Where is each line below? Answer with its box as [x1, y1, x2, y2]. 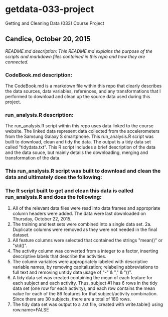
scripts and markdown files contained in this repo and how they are [5, 53, 145, 59]
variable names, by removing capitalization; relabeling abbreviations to [12, 264, 159, 270]
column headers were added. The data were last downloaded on [12, 210, 146, 216]
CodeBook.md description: [5, 71, 73, 78]
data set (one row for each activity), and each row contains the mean [12, 285, 155, 291]
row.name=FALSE [12, 306, 49, 312]
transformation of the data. [5, 155, 61, 161]
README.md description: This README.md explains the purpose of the [5, 48, 153, 54]
